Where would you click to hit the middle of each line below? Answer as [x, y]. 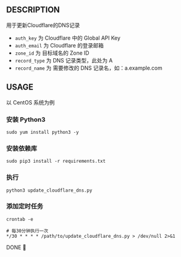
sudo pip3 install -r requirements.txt [56, 162]
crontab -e [20, 219]
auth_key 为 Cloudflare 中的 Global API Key [68, 38]
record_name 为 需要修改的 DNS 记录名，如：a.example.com [89, 68]
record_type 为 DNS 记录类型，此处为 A [64, 60]
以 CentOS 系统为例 [31, 102]
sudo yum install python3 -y [43, 132]
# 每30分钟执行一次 [27, 231]
